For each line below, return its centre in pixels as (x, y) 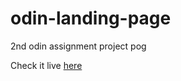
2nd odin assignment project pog (78, 46)
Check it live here (46, 65)
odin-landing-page (91, 18)
